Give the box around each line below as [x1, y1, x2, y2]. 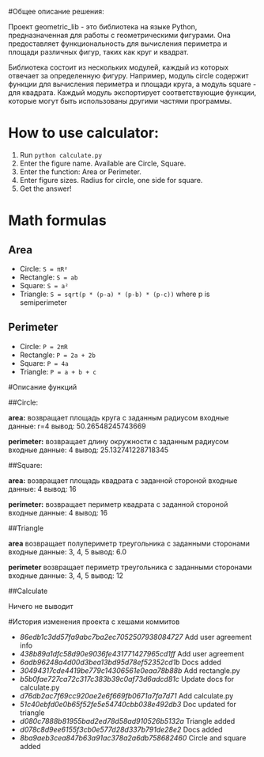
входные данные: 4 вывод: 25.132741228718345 [8, 445, 169, 455]
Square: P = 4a [19, 358, 69, 367]
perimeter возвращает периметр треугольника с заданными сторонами [8, 562, 253, 572]
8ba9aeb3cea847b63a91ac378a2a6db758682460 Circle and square [19, 732, 247, 743]
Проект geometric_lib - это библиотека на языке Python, [8, 22, 198, 31]
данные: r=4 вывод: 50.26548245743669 [8, 421, 146, 431]
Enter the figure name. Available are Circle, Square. [19, 158, 187, 168]
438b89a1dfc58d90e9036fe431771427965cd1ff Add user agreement [19, 649, 245, 658]
